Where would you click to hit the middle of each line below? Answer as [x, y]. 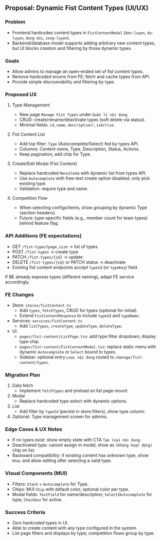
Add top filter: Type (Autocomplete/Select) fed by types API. [79, 144]
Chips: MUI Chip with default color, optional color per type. [71, 489]
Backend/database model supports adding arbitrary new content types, [84, 43]
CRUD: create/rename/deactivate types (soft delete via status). [82, 120]
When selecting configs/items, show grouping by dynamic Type [83, 208]
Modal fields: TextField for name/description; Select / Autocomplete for [82, 494]
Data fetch [22, 386]
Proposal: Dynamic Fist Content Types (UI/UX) [77, 8]
